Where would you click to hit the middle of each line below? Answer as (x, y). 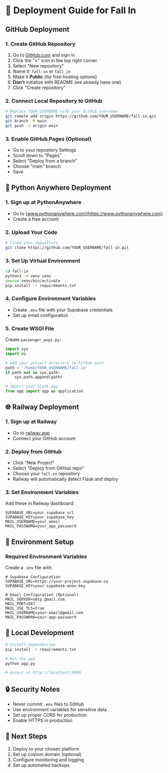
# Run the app (20, 659)
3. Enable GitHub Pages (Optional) (49, 139)
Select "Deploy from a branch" (45, 161)
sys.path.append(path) (39, 377)
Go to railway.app (31, 433)
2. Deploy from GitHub (33, 451)
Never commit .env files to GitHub (48, 704)
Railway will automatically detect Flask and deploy (65, 479)
